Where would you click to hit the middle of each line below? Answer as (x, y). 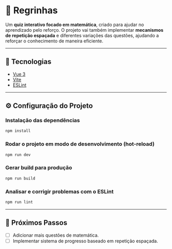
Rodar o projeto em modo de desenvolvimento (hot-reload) (80, 144)
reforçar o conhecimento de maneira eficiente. (54, 41)
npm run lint (19, 202)
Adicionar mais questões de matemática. (56, 235)
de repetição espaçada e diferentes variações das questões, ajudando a (82, 35)
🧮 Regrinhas (31, 10)
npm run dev (18, 155)
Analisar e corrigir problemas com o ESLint (59, 191)
